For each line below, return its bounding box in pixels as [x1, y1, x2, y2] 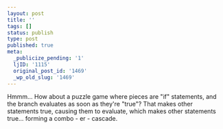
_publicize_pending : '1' [13, 55, 84, 62]
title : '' [7, 16, 36, 23]
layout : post [7, 10, 45, 17]
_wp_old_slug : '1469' [13, 73, 75, 81]
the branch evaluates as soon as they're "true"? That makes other [7, 100, 193, 108]
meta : [7, 49, 23, 56]
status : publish [7, 29, 54, 36]
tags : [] [7, 23, 32, 30]
